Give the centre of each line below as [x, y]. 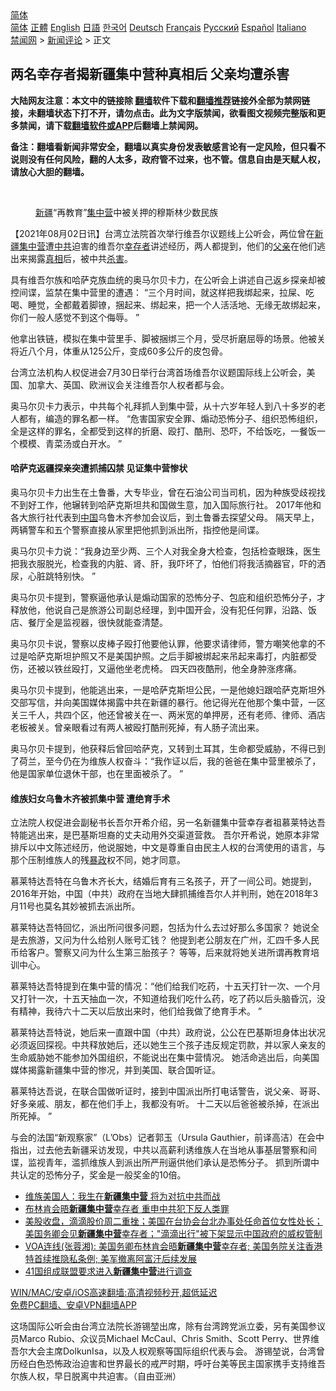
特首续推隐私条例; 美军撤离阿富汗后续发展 [110, 1259]
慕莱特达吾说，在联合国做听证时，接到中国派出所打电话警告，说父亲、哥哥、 [168, 1091]
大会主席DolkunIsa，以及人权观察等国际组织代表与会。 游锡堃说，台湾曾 [176, 1351]
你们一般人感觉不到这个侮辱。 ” [75, 317]
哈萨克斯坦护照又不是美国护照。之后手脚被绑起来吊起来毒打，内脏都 [167, 656]
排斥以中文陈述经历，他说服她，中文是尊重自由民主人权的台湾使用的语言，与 [168, 848]
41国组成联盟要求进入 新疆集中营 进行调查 [108, 1271]
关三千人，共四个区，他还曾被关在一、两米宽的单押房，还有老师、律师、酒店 [168, 715]
